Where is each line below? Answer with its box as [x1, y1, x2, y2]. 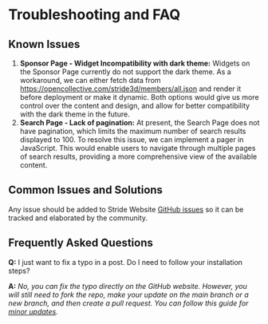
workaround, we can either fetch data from [19, 76, 161, 85]
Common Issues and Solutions [8, 184, 164, 197]
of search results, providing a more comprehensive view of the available [19, 152, 258, 161]
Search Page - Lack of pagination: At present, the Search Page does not [19, 118, 260, 127]
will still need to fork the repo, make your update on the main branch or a [8, 290, 249, 299]
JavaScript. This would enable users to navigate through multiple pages [19, 144, 256, 152]
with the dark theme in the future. [19, 109, 130, 119]
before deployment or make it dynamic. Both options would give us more [19, 93, 259, 101]
